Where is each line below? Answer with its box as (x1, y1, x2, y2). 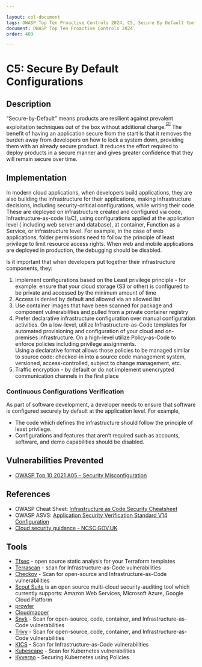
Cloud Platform (14, 596, 52, 603)
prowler (14, 603, 34, 610)
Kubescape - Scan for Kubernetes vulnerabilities (14, 647, 135, 654)
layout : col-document (6, 14, 61, 20)
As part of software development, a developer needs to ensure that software (6, 401, 196, 408)
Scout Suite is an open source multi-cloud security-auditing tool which (14, 583, 190, 590)
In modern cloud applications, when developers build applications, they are (6, 189, 192, 196)
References (6, 489, 50, 499)
